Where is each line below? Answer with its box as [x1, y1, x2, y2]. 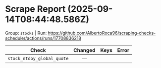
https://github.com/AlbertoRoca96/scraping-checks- [48, 30, 156, 36]
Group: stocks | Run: [5, 30, 47, 36]
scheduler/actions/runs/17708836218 [5, 35, 82, 41]
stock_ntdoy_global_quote [7, 55, 69, 61]
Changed [73, 46, 96, 53]
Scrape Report [5, 3, 66, 15]
